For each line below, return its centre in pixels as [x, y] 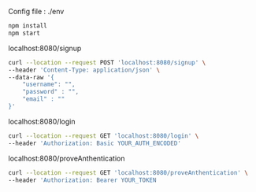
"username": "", [49, 85]
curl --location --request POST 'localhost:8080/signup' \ [107, 62]
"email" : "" [44, 99]
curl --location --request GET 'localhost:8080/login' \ [104, 136]
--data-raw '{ [32, 77]
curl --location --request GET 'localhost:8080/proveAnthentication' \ [128, 172]
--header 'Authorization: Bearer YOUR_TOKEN [82, 180]
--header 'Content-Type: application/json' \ [84, 70]
